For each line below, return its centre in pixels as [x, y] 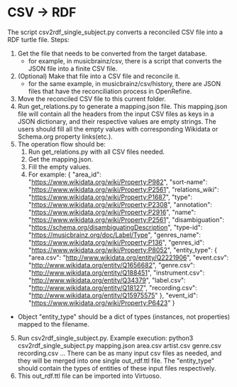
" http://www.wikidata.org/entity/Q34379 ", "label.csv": [107, 280]
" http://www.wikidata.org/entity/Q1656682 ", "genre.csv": [111, 265]
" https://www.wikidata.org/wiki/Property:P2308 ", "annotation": [120, 204]
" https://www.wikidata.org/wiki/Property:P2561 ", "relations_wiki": [123, 189]
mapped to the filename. [54, 324]
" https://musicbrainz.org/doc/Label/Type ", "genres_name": [114, 235]
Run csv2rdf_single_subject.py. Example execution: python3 [105, 338]
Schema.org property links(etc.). [65, 137]
